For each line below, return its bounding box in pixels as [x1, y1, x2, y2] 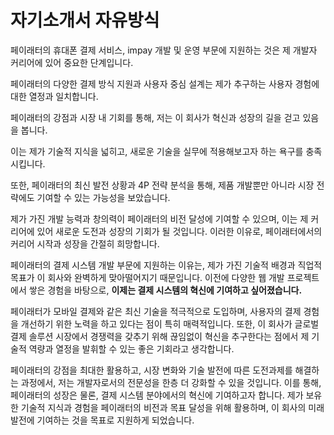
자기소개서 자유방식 [10, 9, 160, 32]
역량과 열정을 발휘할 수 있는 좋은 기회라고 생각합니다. [28, 342, 235, 355]
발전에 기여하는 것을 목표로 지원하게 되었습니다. [10, 414, 195, 426]
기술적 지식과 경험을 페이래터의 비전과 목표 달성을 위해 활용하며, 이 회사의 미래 [20, 401, 325, 413]
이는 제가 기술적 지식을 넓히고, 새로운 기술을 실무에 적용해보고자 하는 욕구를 [10, 145, 304, 157]
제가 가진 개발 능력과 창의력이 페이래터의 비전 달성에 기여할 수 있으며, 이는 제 [10, 212, 309, 225]
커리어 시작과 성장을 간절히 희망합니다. [10, 237, 160, 250]
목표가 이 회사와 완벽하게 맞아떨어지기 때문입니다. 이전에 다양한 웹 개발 [10, 271, 285, 283]
